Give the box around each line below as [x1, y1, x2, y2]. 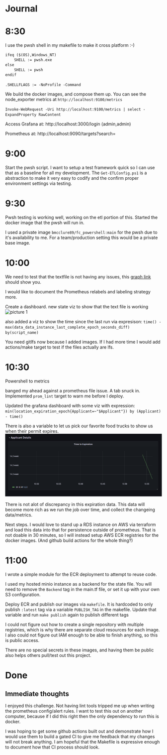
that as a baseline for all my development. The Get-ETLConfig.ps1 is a [5, 170, 147, 176]
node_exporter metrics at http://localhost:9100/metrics [5, 97, 123, 103]
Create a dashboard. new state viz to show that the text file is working [5, 303, 149, 309]
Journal [5, 3, 38, 14]
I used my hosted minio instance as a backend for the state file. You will [5, 581, 152, 587]
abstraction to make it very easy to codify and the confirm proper [5, 175, 139, 181]
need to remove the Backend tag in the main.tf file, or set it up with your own [5, 586, 160, 592]
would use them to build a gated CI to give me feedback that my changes [5, 733, 155, 740]
